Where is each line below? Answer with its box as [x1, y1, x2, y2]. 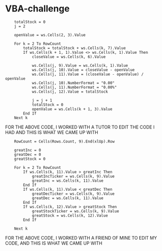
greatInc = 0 [14, 147, 41, 152]
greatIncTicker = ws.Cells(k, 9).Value [31, 174, 115, 179]
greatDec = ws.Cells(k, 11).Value [31, 195, 104, 201]
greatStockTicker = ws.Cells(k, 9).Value [31, 209, 120, 214]
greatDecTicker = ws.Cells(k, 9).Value [31, 191, 115, 196]
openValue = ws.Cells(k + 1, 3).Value [31, 107, 113, 112]
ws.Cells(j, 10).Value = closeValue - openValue [31, 67, 135, 72]
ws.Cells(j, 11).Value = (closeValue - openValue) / [31, 72, 144, 77]
